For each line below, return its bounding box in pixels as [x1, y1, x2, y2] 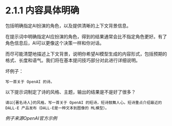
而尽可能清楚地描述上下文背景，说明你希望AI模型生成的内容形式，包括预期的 [5, 51, 167, 57]
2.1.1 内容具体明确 [5, 5, 80, 16]
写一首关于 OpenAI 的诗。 [5, 79, 55, 85]
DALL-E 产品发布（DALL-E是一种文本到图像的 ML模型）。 [5, 106, 109, 111]
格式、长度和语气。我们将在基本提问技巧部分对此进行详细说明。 [5, 57, 140, 63]
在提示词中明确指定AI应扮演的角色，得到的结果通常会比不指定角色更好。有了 [5, 33, 167, 39]
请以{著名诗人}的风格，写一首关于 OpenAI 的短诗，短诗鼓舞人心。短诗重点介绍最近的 [5, 100, 162, 105]
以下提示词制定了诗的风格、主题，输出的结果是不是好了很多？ [5, 89, 136, 95]
